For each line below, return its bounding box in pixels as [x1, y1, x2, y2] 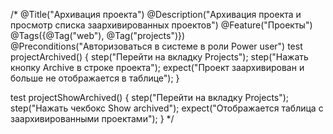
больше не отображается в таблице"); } [10, 72, 180, 84]
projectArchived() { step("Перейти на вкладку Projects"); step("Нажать [10, 51, 309, 63]
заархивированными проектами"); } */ [10, 113, 175, 124]
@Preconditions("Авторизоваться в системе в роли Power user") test [10, 40, 303, 52]
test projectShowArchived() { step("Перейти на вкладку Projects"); [10, 92, 290, 103]
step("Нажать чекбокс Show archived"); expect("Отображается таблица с [10, 102, 324, 114]
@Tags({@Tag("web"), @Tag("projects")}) [10, 30, 186, 41]
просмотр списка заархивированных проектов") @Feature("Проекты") [10, 19, 313, 31]
